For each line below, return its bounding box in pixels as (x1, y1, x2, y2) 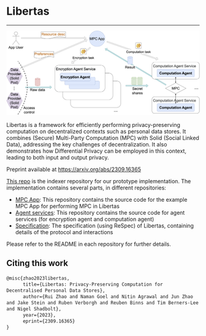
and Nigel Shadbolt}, (6, 305, 62, 312)
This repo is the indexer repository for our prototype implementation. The (6, 177, 191, 185)
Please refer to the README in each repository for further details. (6, 240, 172, 248)
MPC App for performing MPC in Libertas (15, 202, 120, 210)
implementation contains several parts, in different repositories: (6, 184, 167, 191)
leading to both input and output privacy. (6, 153, 109, 161)
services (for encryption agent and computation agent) (15, 215, 154, 223)
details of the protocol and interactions (15, 228, 113, 235)
